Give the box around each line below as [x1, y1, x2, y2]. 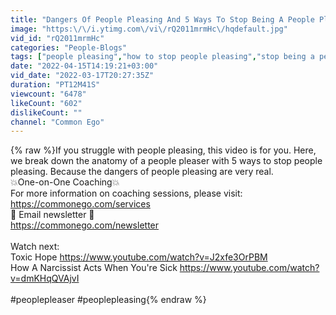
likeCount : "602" [10, 98, 83, 108]
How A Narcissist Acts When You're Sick [10, 262, 178, 274]
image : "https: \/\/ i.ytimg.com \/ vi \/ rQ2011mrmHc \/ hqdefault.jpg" [10, 24, 288, 34]
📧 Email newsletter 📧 [10, 209, 95, 221]
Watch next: [10, 241, 60, 253]
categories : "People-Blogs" [10, 42, 128, 53]
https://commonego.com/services [10, 198, 151, 210]
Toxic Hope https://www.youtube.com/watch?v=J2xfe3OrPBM [10, 251, 268, 263]
